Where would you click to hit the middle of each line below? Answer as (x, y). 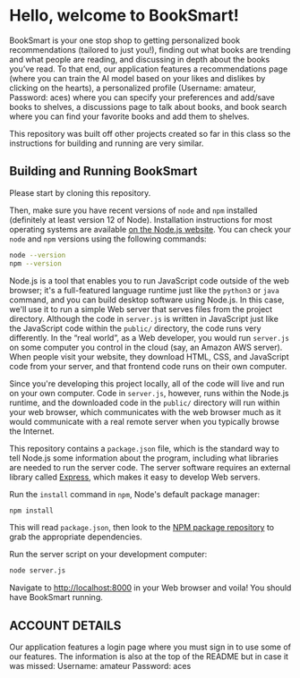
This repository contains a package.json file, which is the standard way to (144, 448)
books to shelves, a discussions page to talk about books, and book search (148, 106)
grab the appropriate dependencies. (76, 537)
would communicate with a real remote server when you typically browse (144, 421)
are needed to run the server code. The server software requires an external (150, 467)
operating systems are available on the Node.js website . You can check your (150, 229)
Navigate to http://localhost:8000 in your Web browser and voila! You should (150, 588)
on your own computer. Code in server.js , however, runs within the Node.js (149, 393)
